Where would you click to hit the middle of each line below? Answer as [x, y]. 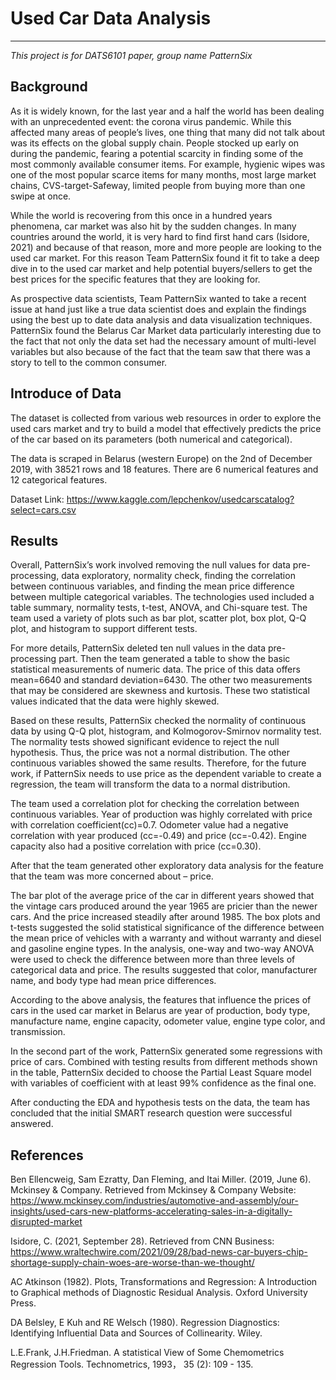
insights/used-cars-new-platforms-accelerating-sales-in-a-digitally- [151, 1211]
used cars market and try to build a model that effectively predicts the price [166, 428]
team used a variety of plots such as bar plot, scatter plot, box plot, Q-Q [158, 618]
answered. [32, 1124]
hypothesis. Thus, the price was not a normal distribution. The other [150, 753]
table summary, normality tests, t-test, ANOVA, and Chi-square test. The [159, 608]
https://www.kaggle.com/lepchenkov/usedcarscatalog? [180, 499]
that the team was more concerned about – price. [112, 876]
